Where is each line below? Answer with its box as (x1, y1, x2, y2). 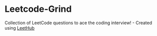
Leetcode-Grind (4, 3, 72, 15)
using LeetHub (4, 25, 35, 31)
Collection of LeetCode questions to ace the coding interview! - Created (4, 20, 153, 26)
